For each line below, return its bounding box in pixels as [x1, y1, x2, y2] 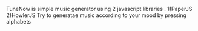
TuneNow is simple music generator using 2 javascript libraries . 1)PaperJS [6, 5, 193, 12]
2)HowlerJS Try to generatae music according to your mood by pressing [6, 12, 186, 19]
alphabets [6, 18, 31, 25]
